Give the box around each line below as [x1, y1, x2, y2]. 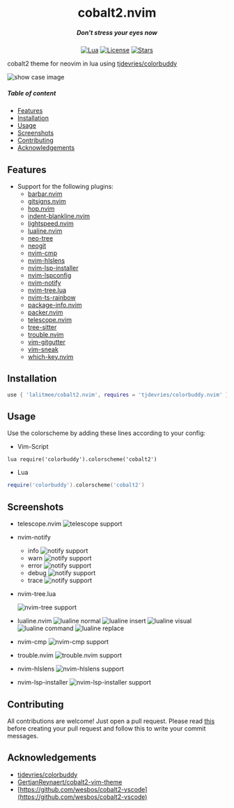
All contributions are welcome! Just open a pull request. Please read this [7, 717, 215, 725]
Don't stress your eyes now [76, 28, 158, 36]
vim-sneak [27, 345, 59, 353]
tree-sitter [27, 323, 57, 331]
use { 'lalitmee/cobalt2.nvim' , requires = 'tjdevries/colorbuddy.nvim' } [7, 391, 229, 398]
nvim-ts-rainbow [27, 293, 76, 301]
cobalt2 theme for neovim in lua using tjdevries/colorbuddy [7, 59, 178, 68]
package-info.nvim [27, 300, 82, 309]
